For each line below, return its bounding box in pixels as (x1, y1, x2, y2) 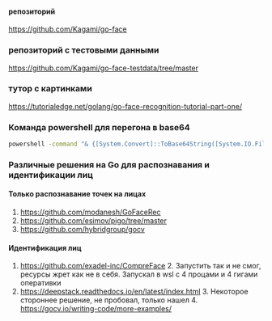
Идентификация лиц (8, 243, 83, 252)
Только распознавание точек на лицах (8, 189, 147, 199)
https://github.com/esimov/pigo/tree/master (19, 216, 168, 226)
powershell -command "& (8, 140, 89, 149)
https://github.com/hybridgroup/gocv (19, 225, 146, 234)
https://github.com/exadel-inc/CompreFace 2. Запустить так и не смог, (19, 261, 261, 271)
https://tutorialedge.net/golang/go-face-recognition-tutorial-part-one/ (8, 101, 243, 111)
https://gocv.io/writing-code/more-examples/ (19, 304, 172, 314)
